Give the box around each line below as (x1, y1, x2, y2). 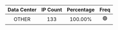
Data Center (7, 6, 37, 13)
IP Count (41, 6, 63, 13)
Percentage (67, 6, 95, 13)
